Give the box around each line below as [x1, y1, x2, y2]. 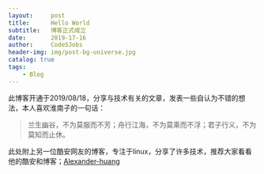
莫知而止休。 [27, 130, 70, 139]
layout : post [8, 11, 66, 20]
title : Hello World [8, 19, 90, 27]
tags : [8, 63, 26, 71]
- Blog [22, 70, 44, 78]
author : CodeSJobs [8, 41, 83, 49]
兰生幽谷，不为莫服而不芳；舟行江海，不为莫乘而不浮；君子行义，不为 [27, 119, 257, 129]
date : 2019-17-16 [8, 33, 87, 42]
